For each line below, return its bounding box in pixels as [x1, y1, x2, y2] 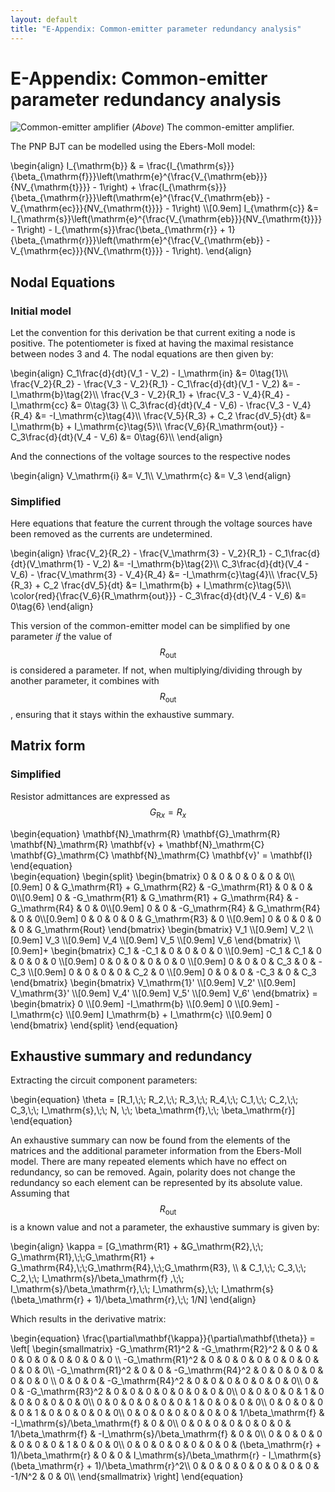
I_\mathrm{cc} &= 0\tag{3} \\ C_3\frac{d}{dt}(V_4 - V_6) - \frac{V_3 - [10, 399, 291, 411]
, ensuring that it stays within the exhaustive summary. [10, 709, 235, 721]
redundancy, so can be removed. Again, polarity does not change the [10, 1166, 296, 1178]
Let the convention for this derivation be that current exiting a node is [10, 327, 296, 339]
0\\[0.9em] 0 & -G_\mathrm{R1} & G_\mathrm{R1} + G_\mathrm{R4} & [10, 891, 293, 903]
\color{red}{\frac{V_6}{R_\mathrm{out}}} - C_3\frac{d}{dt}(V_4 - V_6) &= [10, 590, 307, 602]
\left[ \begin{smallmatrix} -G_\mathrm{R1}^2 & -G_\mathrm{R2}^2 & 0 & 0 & [10, 1343, 318, 1355]
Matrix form [10, 737, 86, 755]
